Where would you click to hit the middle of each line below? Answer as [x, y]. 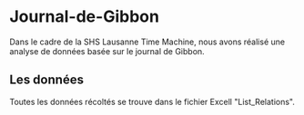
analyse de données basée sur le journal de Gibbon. [107, 51]
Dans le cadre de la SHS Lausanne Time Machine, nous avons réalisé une [147, 42]
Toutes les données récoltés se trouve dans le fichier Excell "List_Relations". [152, 101]
